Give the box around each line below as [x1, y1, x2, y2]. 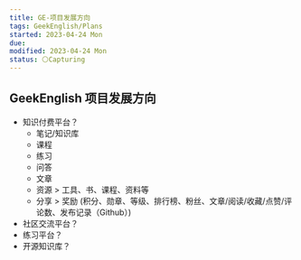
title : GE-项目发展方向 [9, 13, 90, 23]
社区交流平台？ [22, 218, 79, 228]
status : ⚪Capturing [9, 55, 86, 64]
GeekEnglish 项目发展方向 [9, 91, 156, 107]
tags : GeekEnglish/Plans [9, 22, 103, 31]
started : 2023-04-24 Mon [9, 30, 103, 39]
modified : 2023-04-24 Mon [9, 47, 107, 56]
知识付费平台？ [22, 116, 79, 127]
